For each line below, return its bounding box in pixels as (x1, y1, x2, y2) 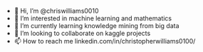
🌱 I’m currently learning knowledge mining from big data (14, 22, 179, 30)
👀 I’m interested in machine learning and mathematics (14, 14, 172, 22)
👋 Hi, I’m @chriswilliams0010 (14, 7, 99, 15)
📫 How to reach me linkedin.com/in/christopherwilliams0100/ (14, 37, 196, 45)
